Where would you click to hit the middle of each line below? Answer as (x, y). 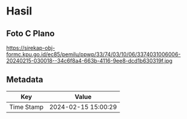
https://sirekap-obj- (31, 48)
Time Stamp (27, 107)
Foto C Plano (30, 34)
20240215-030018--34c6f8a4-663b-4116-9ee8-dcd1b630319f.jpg (90, 61)
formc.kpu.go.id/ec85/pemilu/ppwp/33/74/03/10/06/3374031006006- (93, 54)
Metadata (25, 80)
